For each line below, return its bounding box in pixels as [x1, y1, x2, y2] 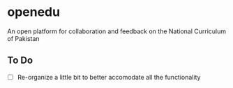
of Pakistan [7, 34, 40, 42]
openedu [7, 4, 61, 20]
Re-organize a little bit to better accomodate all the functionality [17, 73, 201, 81]
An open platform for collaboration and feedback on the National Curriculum [7, 27, 227, 35]
